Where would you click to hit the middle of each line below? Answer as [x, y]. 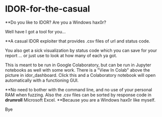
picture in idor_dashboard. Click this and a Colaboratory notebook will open [81, 75]
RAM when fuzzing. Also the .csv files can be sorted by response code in [78, 95]
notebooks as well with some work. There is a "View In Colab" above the [78, 70]
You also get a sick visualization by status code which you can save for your [81, 50]
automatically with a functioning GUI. [42, 80]
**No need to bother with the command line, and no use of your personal [79, 89]
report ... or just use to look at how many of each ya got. [61, 55]
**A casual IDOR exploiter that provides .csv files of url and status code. [78, 41]
